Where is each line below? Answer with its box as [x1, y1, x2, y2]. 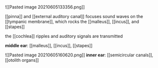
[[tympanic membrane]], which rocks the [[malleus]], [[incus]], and [5, 19, 140, 24]
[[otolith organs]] [5, 57, 39, 63]
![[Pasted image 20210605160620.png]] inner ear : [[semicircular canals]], [5, 52, 154, 58]
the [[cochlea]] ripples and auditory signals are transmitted [5, 34, 123, 39]
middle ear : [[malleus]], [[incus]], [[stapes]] [5, 43, 93, 48]
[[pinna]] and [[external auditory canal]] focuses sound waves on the [5, 14, 143, 19]
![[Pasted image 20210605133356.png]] [5, 4, 85, 10]
